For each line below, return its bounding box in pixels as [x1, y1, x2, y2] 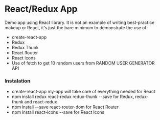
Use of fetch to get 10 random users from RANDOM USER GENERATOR [11, 60, 155, 66]
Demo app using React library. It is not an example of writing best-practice [4, 20, 155, 25]
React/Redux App [4, 3, 78, 15]
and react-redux [24, 99, 57, 105]
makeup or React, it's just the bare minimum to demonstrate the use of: [4, 24, 148, 30]
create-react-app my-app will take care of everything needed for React [11, 89, 155, 95]
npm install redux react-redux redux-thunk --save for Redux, [11, 94, 134, 100]
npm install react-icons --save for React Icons [11, 109, 105, 115]
